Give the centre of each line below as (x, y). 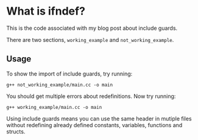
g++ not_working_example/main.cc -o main (60, 85)
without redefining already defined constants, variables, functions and (94, 125)
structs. (16, 131)
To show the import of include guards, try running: (69, 74)
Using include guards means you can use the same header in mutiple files (99, 118)
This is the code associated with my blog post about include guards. (92, 28)
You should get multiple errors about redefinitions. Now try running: (91, 96)
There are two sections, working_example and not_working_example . (90, 40)
